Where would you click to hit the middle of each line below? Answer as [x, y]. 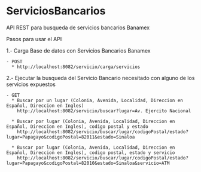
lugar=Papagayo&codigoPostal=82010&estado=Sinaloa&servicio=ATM [88, 163]
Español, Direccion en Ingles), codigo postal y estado [77, 127]
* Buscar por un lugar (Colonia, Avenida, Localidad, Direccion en [98, 100]
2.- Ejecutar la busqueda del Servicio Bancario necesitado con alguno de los [100, 78]
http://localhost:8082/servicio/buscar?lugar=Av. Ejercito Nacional [104, 111]
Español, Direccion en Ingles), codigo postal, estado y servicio [91, 153]
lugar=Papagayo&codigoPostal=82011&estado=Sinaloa [71, 137]
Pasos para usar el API [34, 39]
